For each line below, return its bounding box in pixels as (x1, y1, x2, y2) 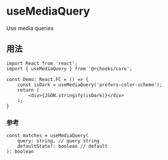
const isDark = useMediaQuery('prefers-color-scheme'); (17, 81, 163, 88)
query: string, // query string (17, 138, 100, 144)
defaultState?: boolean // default (17, 144, 108, 150)
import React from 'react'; (6, 60, 78, 67)
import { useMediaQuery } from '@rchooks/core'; (6, 65, 133, 71)
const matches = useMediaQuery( (6, 133, 89, 139)
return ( (17, 87, 40, 93)
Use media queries (6, 24, 54, 32)
